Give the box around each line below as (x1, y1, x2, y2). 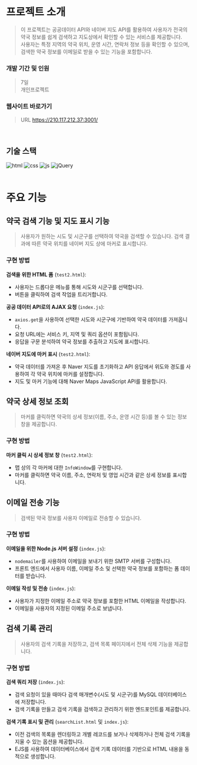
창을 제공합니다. (20, 421, 57, 428)
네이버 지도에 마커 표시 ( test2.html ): (6, 350, 91, 357)
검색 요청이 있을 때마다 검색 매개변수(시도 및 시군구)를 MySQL (14, 691, 157, 698)
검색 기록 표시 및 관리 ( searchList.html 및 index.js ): (6, 718, 129, 725)
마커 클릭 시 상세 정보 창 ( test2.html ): (6, 451, 93, 459)
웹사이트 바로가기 (6, 103, 52, 111)
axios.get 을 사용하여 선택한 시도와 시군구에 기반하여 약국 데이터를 (14, 316, 168, 323)
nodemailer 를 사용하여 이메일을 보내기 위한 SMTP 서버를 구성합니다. (14, 558, 172, 565)
